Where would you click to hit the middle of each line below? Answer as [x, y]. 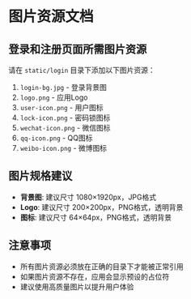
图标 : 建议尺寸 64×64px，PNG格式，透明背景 [96, 217]
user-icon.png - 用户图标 [62, 107]
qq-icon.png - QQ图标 [56, 138]
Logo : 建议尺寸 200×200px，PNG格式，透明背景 [102, 207]
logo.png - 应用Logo [54, 97]
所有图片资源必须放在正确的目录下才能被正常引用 [102, 266]
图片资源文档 [51, 17]
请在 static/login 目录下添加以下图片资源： [82, 70]
